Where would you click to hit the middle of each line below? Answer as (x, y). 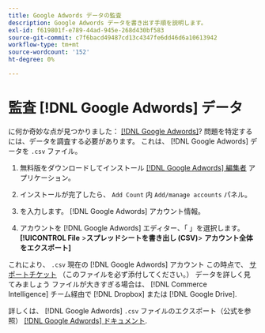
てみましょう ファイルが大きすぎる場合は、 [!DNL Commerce (108, 284)
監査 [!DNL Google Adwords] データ (126, 108)
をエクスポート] (45, 247)
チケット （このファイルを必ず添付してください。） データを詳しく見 (140, 274)
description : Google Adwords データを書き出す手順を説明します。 (108, 23)
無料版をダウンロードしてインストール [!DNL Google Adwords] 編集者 (133, 167)
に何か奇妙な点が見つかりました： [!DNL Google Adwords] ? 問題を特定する (131, 131)
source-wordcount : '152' (49, 52)
